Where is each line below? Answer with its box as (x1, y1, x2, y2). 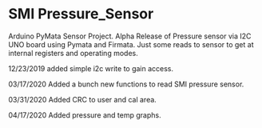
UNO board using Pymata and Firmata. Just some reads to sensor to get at (8, 39, 254, 49)
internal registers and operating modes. (8, 48, 138, 58)
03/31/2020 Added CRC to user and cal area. (8, 94, 157, 104)
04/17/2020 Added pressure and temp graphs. (8, 110, 161, 120)
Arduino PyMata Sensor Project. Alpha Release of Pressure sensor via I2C (8, 31, 252, 41)
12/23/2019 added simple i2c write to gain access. (8, 63, 174, 73)
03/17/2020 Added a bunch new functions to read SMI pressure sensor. (8, 79, 244, 89)
